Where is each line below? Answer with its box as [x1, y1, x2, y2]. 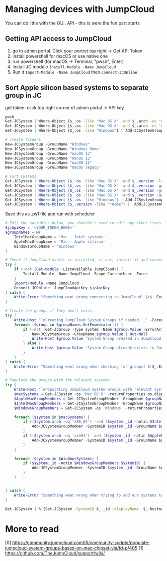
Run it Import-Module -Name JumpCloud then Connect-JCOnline [12, 69, 138, 75]
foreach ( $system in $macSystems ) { [14, 415, 90, 420]
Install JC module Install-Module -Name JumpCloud [12, 63, 116, 69]
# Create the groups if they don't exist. [5, 308, 94, 313]
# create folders [5, 137, 41, 142]
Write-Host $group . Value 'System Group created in [31, 336, 139, 341]
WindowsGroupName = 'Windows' [14, 244, 77, 249]
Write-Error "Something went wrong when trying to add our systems [14, 493, 157, 498]
